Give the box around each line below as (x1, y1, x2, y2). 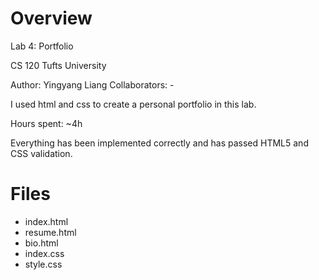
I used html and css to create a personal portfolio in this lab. (10, 98, 257, 110)
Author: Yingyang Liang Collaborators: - (10, 78, 175, 91)
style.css (24, 258, 63, 270)
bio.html (24, 237, 59, 249)
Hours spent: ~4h (10, 117, 83, 129)
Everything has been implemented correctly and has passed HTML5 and (10, 137, 309, 149)
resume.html (24, 226, 77, 238)
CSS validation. (10, 147, 73, 159)
